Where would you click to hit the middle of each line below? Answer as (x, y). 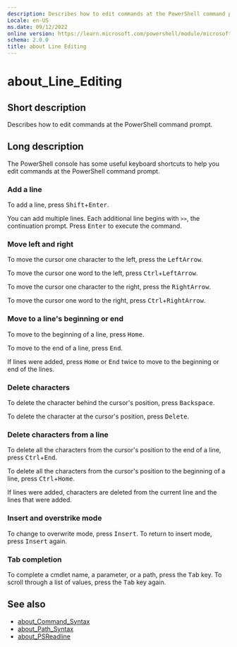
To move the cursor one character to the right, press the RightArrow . (109, 287)
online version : (31, 34)
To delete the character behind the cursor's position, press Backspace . (111, 403)
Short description (47, 108)
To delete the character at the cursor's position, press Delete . (98, 416)
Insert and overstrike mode (55, 518)
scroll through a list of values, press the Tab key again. (87, 582)
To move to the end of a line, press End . (65, 348)
